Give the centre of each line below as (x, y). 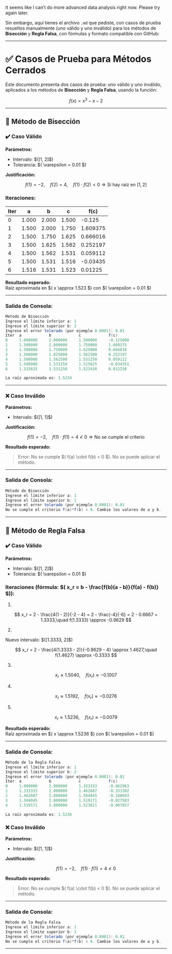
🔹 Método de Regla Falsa (45, 530)
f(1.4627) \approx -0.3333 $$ (86, 655)
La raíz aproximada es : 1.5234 (39, 378)
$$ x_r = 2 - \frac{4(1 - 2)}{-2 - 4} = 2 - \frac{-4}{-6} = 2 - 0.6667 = (86, 615)
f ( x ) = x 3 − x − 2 (86, 100)
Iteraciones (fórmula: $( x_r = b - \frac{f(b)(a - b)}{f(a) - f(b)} (82, 587)
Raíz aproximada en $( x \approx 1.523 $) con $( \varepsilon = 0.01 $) (78, 288)
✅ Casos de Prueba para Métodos (79, 59)
